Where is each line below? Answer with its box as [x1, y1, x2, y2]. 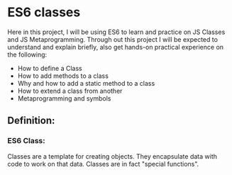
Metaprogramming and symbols [17, 94, 111, 103]
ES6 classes [7, 4, 81, 21]
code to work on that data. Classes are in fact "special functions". [7, 159, 199, 168]
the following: [7, 50, 48, 59]
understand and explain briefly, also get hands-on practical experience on [7, 43, 224, 51]
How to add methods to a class [17, 72, 109, 80]
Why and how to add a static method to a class [17, 79, 155, 87]
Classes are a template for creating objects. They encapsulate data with [7, 152, 218, 160]
